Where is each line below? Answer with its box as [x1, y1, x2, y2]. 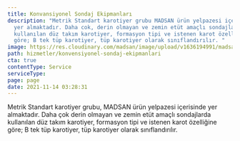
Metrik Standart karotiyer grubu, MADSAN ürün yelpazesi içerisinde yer [7, 103, 218, 111]
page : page [7, 76, 40, 84]
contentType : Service [7, 63, 72, 70]
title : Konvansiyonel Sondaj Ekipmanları [7, 10, 133, 18]
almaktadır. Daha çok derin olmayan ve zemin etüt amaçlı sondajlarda [7, 110, 211, 119]
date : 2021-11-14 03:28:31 [7, 83, 88, 90]
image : [7, 43, 27, 51]
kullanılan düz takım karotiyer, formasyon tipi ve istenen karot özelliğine [7, 118, 218, 127]
